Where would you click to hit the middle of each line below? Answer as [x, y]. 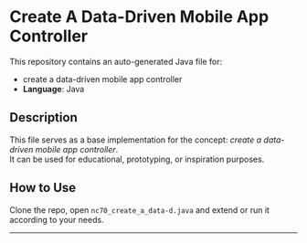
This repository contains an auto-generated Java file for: [116, 61]
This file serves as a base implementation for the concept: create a [136, 140]
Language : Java [53, 89]
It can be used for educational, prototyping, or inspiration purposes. [137, 159]
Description [43, 117]
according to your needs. [57, 219]
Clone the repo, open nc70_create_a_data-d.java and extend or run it [139, 210]
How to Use [43, 188]
